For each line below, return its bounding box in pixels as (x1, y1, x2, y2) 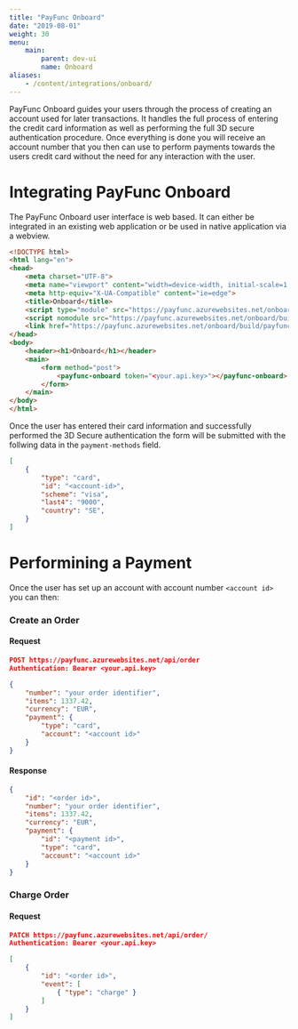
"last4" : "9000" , (41, 498, 105, 507)
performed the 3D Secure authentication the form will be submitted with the (9, 430, 286, 441)
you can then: (9, 591, 59, 602)
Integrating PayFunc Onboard (9, 181, 231, 202)
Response (9, 766, 47, 776)
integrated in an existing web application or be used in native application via (9, 221, 286, 231)
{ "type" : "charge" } (56, 988, 137, 997)
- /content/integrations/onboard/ (25, 79, 153, 88)
